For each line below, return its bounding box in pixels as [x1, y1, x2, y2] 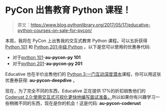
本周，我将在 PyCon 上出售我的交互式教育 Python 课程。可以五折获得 [5, 38, 148, 44]
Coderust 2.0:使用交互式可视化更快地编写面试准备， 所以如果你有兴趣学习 [5, 94, 156, 100]
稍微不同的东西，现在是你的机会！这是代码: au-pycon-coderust [9, 100, 141, 106]
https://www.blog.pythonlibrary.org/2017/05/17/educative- [30, 22, 151, 28]
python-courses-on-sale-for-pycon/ [17, 27, 92, 33]
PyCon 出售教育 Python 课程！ [5, 4, 132, 16]
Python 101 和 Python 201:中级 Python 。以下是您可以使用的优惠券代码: [5, 44, 151, 50]
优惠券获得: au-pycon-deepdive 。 [5, 77, 78, 83]
